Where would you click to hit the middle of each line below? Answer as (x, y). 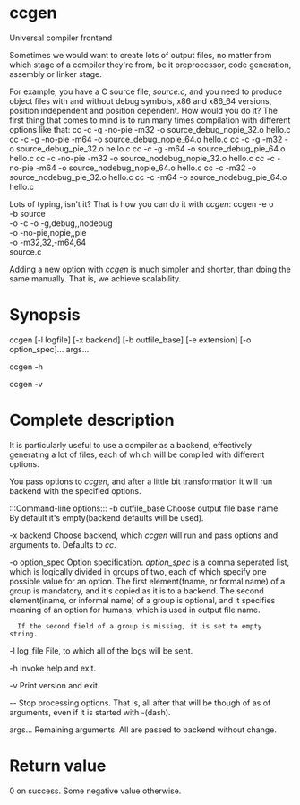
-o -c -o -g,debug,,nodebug (61, 223)
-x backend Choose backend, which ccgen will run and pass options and (144, 535)
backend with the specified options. (75, 490)
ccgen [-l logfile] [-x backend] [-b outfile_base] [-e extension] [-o (130, 340)
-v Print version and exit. (55, 685)
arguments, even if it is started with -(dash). (90, 712)
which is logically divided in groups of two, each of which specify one (138, 571)
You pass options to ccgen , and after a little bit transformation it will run (141, 481)
